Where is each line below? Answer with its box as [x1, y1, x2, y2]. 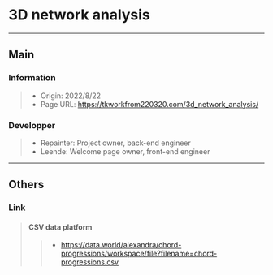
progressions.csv [60, 257, 119, 267]
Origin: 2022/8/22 [40, 91, 102, 101]
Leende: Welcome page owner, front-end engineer [40, 146, 210, 156]
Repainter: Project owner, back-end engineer [40, 138, 191, 148]
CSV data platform [28, 221, 93, 232]
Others [8, 178, 45, 191]
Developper [8, 119, 56, 131]
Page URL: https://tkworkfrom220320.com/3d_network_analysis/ [40, 99, 259, 109]
